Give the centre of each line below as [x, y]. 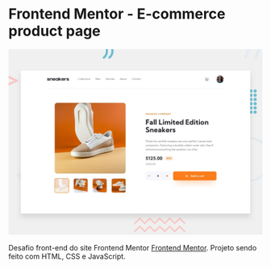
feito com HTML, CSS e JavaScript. [67, 257]
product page [54, 31]
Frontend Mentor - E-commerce [117, 14]
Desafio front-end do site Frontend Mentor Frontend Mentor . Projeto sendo [133, 248]
